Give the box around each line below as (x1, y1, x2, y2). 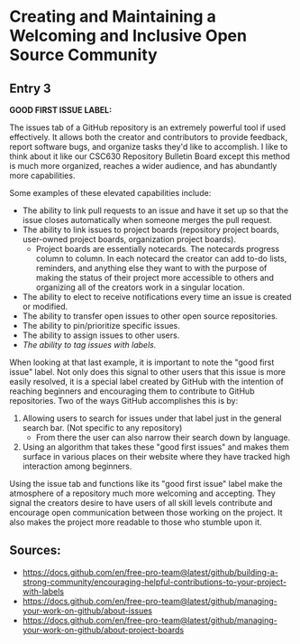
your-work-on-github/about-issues (22, 605, 153, 616)
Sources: (9, 543, 61, 558)
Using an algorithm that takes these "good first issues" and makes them (22, 442, 290, 453)
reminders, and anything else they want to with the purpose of (35, 263, 268, 273)
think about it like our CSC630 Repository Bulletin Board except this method (9, 151, 291, 162)
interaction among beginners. (22, 461, 132, 471)
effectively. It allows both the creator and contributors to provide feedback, (9, 132, 288, 142)
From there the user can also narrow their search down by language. (35, 432, 291, 443)
